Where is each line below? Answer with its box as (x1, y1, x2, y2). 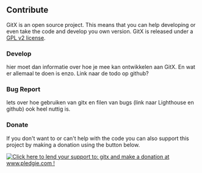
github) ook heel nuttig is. (6, 105, 71, 112)
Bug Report (6, 85, 41, 94)
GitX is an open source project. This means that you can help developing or (6, 21, 196, 28)
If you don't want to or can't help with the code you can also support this (6, 134, 189, 142)
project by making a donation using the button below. (6, 141, 140, 149)
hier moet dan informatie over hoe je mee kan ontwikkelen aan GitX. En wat (6, 64, 195, 71)
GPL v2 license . (6, 34, 46, 42)
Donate (6, 120, 29, 129)
